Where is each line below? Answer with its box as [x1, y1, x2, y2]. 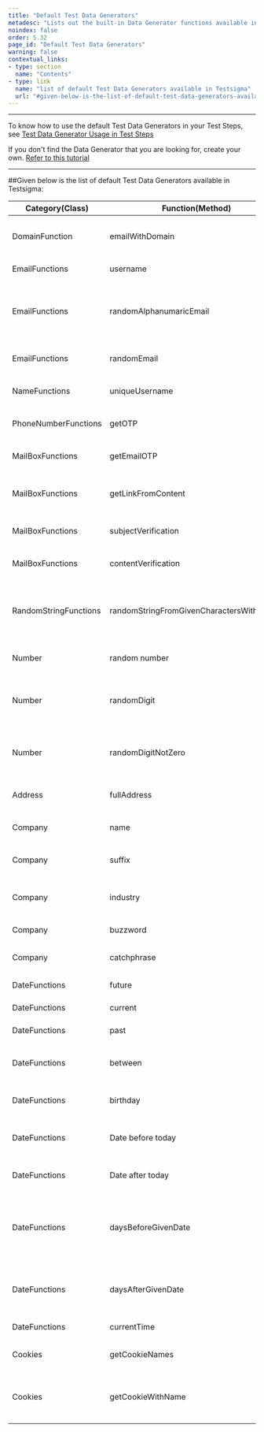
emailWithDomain [109, 231, 175, 242]
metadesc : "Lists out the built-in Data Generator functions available [8, 19, 247, 27]
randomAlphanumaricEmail [109, 306, 210, 317]
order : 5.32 [8, 33, 47, 42]
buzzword [109, 924, 147, 935]
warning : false [8, 48, 58, 56]
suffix [109, 854, 131, 865]
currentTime [109, 1322, 156, 1333]
